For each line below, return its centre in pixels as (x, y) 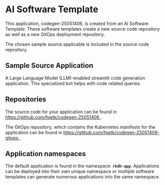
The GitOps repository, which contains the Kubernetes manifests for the (80, 127)
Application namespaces (46, 154)
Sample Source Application (49, 65)
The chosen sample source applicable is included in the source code (77, 44)
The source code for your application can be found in (61, 112)
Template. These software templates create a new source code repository (82, 29)
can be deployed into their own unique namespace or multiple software (80, 171)
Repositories (26, 100)
